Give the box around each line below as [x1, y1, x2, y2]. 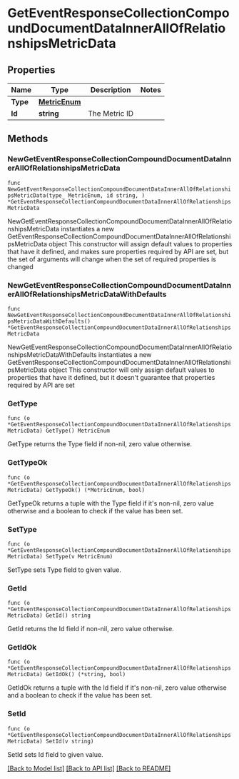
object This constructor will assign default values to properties [49, 239, 233, 248]
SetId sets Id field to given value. [7, 750, 103, 758]
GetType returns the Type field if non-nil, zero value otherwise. [7, 440, 193, 448]
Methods [7, 133, 49, 145]
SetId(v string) [45, 738, 94, 745]
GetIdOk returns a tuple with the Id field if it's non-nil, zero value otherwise [7, 683, 227, 692]
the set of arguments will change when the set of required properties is [7, 255, 216, 263]
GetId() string [45, 612, 91, 619]
